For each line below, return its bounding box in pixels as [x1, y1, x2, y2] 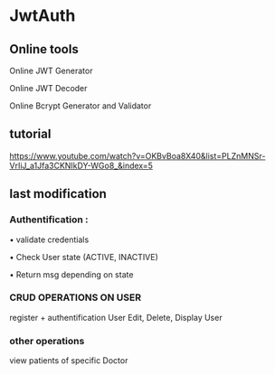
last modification [9, 186, 107, 202]
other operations [9, 334, 85, 347]
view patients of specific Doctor [9, 355, 128, 366]
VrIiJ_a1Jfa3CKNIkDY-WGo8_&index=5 [9, 160, 154, 171]
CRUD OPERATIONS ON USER [9, 291, 142, 304]
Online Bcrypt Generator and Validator [9, 100, 152, 111]
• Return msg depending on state [9, 268, 134, 280]
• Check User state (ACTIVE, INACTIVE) [9, 251, 158, 262]
